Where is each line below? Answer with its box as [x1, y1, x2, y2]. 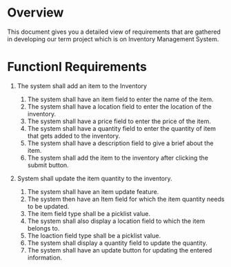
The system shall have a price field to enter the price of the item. [27, 117, 212, 125]
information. [27, 253, 62, 261]
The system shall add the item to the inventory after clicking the [27, 153, 209, 162]
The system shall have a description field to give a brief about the [27, 139, 214, 147]
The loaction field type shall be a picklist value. [27, 231, 161, 239]
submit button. [27, 160, 69, 169]
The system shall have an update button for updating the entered [27, 246, 212, 254]
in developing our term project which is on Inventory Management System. [7, 34, 219, 43]
